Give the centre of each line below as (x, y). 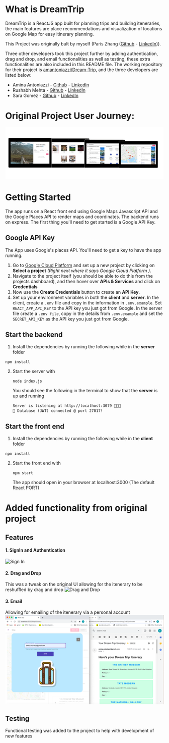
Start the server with (34, 371)
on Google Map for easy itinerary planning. (50, 34)
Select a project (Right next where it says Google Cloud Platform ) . (82, 271)
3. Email (14, 601)
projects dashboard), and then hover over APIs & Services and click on (86, 281)
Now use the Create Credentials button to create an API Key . (76, 292)
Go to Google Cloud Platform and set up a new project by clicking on (83, 265)
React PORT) (26, 488)
